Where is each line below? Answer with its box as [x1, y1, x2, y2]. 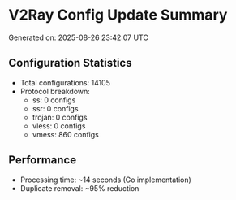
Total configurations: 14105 [19, 77, 111, 87]
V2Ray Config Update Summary [8, 6, 228, 24]
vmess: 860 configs [32, 129, 99, 139]
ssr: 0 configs [32, 103, 79, 113]
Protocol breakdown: [19, 86, 91, 96]
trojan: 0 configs [32, 112, 88, 122]
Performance [8, 153, 77, 167]
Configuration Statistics [8, 56, 132, 70]
